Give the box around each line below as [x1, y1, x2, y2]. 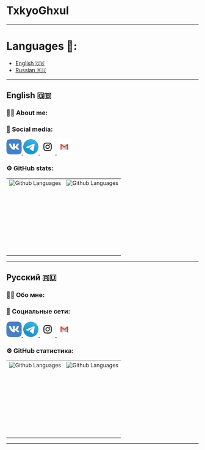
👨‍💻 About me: [6, 108, 48, 117]
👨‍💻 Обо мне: [6, 291, 45, 299]
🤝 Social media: [6, 125, 53, 133]
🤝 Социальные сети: [6, 307, 71, 316]
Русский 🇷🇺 [6, 272, 57, 283]
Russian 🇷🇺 [15, 66, 47, 73]
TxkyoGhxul [6, 4, 69, 18]
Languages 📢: [6, 39, 77, 53]
